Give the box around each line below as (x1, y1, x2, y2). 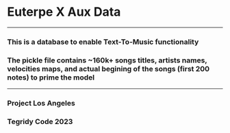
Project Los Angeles (7, 99, 75, 108)
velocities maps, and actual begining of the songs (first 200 (7, 64, 210, 73)
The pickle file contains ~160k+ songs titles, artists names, (7, 56, 207, 65)
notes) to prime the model (7, 73, 95, 82)
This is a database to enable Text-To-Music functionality (7, 37, 199, 47)
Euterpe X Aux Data (7, 4, 121, 20)
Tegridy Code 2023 (7, 117, 73, 126)
